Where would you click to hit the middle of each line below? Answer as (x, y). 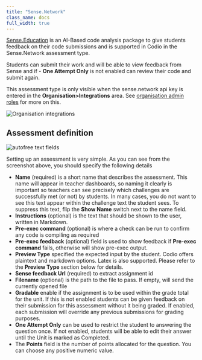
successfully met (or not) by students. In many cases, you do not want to (106, 196)
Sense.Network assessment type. (48, 53)
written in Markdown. (41, 222)
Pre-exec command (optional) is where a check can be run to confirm (102, 229)
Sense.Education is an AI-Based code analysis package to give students (96, 40)
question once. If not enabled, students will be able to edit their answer (103, 331)
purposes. (28, 318)
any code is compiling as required (57, 235)
